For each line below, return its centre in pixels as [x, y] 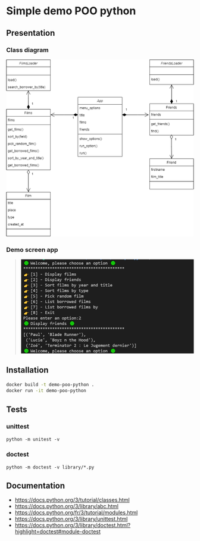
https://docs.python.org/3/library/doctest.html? [73, 526]
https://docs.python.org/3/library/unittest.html [71, 519]
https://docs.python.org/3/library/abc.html [67, 506]
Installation [27, 370]
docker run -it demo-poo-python [46, 391]
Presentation [31, 33]
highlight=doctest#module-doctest [58, 531]
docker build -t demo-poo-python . [50, 384]
